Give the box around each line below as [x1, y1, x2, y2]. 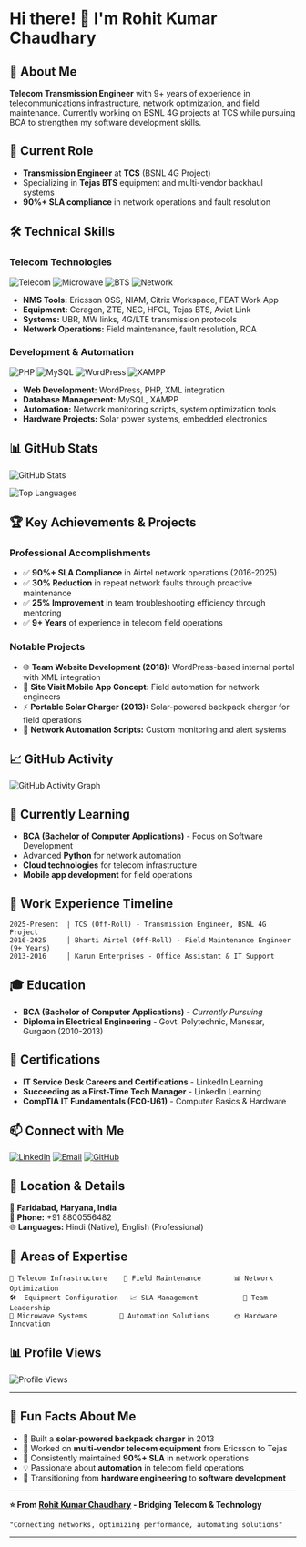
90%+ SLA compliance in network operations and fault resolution [22, 196, 271, 208]
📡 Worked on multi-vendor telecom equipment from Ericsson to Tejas [22, 1442, 288, 1453]
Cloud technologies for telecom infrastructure [22, 860, 198, 870]
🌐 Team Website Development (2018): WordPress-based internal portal [22, 661, 295, 672]
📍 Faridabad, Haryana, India [9, 1202, 117, 1214]
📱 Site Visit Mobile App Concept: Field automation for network [22, 681, 260, 692]
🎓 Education [9, 978, 87, 993]
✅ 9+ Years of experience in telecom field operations [22, 617, 223, 628]
